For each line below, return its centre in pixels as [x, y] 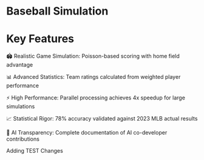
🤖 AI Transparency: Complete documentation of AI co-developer [87, 133]
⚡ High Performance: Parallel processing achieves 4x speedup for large [96, 98]
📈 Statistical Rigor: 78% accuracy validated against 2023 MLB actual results [102, 119]
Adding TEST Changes [35, 151]
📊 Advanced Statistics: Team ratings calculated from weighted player [93, 77]
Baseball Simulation [57, 11]
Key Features [40, 39]
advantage [20, 65]
